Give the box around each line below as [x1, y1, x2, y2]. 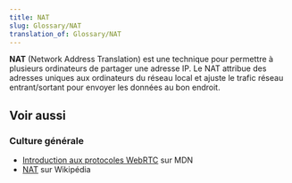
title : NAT [9, 12, 50, 22]
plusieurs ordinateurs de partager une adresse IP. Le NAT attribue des [9, 63, 267, 74]
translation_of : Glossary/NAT [9, 29, 122, 38]
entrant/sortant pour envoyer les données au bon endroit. [9, 82, 221, 93]
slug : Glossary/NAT [9, 21, 82, 30]
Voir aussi [9, 107, 66, 123]
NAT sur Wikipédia [21, 164, 91, 175]
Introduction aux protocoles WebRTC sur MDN [21, 155, 194, 165]
